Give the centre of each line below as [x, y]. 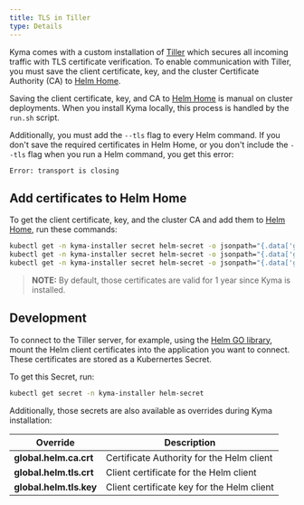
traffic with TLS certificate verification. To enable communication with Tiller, [151, 61]
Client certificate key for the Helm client [190, 487]
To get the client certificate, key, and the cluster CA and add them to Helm [147, 220]
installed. [48, 289]
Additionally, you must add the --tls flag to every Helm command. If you [145, 135]
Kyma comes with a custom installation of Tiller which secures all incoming [149, 51]
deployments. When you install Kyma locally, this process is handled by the [149, 108]
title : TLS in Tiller [50, 18]
